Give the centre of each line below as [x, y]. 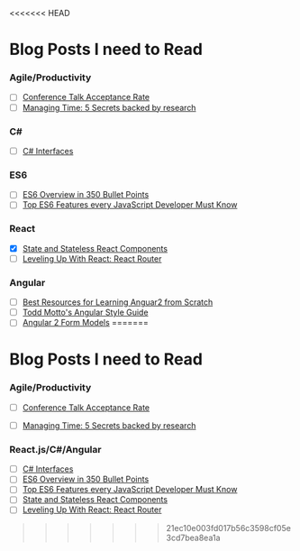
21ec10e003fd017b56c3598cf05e [228, 528]
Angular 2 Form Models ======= [85, 323]
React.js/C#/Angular [55, 449]
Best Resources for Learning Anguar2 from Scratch [118, 302]
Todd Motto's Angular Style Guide [85, 312]
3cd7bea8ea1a [193, 537]
